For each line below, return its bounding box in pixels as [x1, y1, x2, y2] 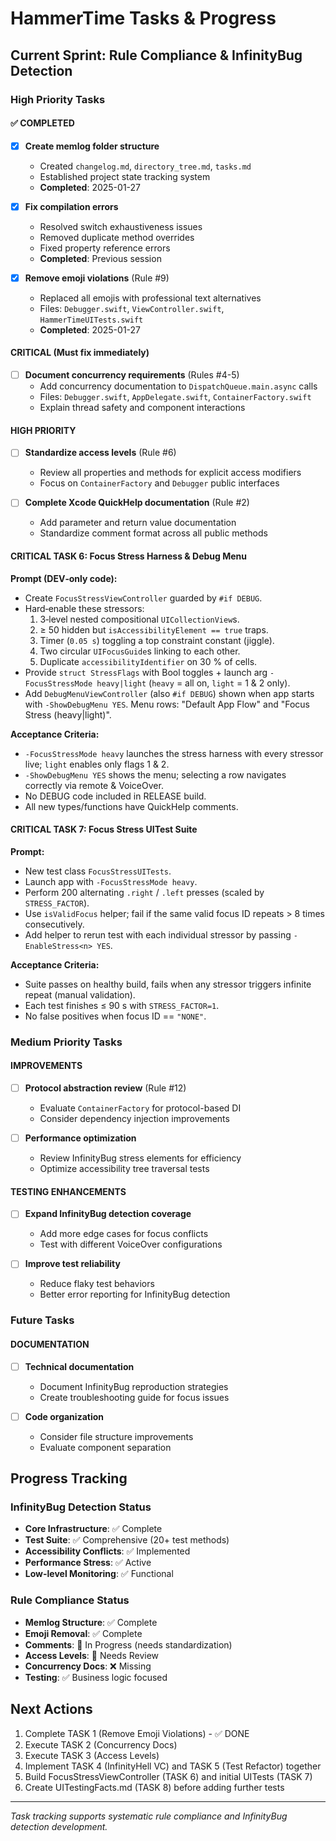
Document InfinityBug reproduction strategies [39, 1380, 229, 1392]
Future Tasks [10, 1313, 75, 1327]
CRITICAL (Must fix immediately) [10, 347, 150, 359]
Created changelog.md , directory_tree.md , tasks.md [39, 160, 252, 172]
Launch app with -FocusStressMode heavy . [24, 875, 198, 887]
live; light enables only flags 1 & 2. [24, 758, 170, 770]
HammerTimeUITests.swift [39, 315, 144, 325]
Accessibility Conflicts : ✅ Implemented [24, 1545, 191, 1557]
